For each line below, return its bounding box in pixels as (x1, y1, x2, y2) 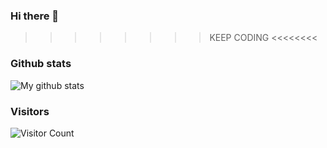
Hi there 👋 (10, 9, 60, 23)
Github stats (10, 57, 72, 71)
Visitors (10, 104, 50, 118)
